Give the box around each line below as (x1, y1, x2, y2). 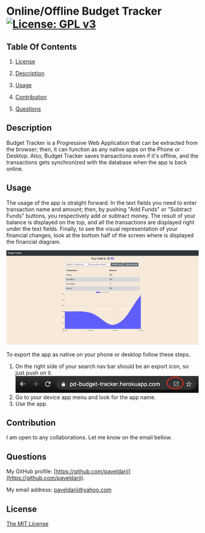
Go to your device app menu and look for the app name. (15, 393, 156, 401)
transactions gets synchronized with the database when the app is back (6, 158, 187, 166)
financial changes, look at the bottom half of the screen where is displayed (6, 231, 194, 239)
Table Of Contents (6, 42, 77, 52)
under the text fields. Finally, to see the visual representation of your (6, 225, 178, 232)
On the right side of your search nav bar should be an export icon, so (15, 362, 189, 370)
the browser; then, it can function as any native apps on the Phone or (6, 145, 181, 153)
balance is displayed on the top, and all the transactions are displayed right (6, 218, 195, 226)
